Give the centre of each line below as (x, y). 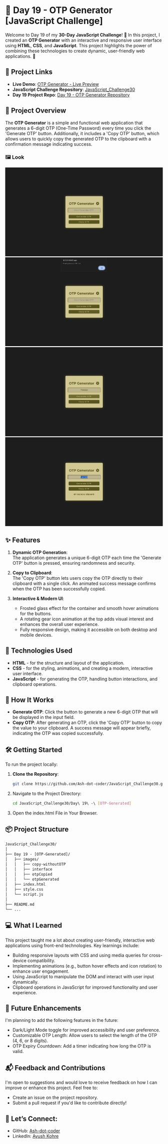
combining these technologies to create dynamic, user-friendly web (75, 51)
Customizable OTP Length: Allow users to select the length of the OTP (85, 1035)
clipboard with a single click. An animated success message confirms (84, 583)
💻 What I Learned (34, 926)
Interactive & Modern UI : (38, 598)
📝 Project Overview (36, 111)
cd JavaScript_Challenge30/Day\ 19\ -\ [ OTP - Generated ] (72, 803)
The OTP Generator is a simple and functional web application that (74, 123)
